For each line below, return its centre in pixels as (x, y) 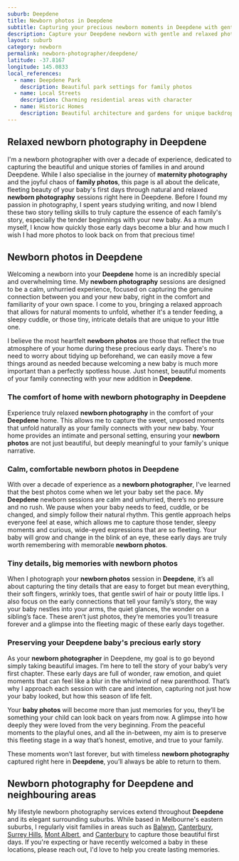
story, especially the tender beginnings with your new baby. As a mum (110, 220)
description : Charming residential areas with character (106, 100)
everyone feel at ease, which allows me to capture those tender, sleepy (112, 522)
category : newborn (34, 47)
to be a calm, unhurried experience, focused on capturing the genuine (110, 290)
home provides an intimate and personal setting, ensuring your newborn (114, 435)
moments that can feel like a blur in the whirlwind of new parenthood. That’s (118, 681)
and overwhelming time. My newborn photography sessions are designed (117, 282)
